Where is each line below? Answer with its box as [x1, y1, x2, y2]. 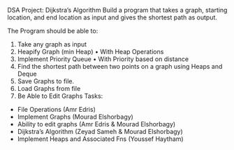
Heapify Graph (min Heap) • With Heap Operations [17, 48, 164, 56]
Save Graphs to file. [17, 77, 75, 85]
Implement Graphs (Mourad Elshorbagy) [17, 112, 134, 121]
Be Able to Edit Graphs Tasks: [17, 92, 103, 100]
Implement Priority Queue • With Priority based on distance [17, 55, 189, 63]
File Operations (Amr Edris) [17, 106, 96, 113]
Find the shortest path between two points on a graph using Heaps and [17, 62, 223, 70]
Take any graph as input [17, 40, 87, 48]
